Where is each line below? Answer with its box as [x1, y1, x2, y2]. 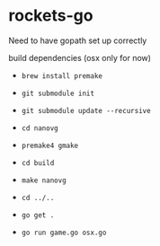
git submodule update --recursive [21, 106, 151, 115]
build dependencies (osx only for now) [8, 52, 152, 63]
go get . [21, 210, 55, 220]
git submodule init [21, 89, 95, 98]
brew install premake [21, 71, 102, 81]
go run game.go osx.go [21, 228, 107, 237]
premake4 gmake [21, 141, 79, 150]
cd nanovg [21, 123, 59, 133]
